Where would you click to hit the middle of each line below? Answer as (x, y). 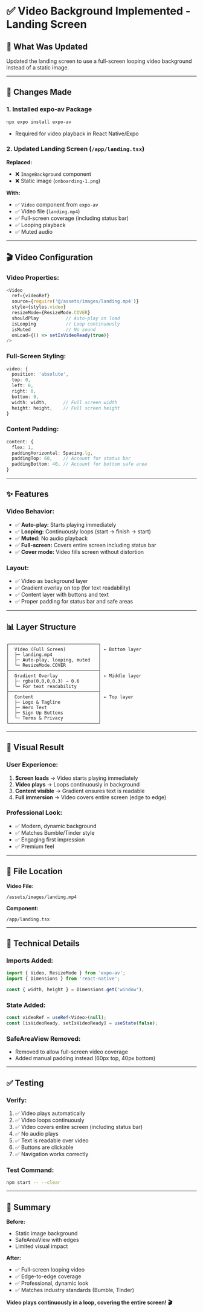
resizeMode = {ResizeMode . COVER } (51, 313)
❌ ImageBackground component (53, 174)
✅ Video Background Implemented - (98, 11)
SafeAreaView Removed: (43, 1038)
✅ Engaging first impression (50, 839)
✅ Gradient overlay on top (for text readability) (73, 588)
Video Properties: (33, 278)
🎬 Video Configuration (50, 258)
